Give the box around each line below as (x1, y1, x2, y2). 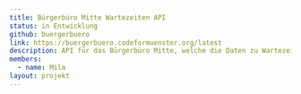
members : (9, 55, 42, 64)
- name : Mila (17, 64, 66, 73)
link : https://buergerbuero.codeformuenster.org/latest (9, 38, 222, 47)
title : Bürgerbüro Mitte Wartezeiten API (9, 13, 167, 22)
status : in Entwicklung (9, 21, 99, 30)
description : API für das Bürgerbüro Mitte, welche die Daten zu (9, 47, 258, 56)
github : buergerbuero (9, 30, 90, 38)
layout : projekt (9, 72, 70, 81)
